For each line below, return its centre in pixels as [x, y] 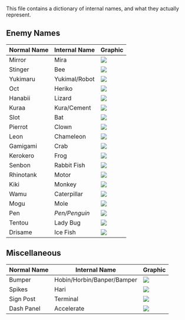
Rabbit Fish [70, 165]
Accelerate [69, 308]
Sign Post [22, 299]
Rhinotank [23, 174]
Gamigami [23, 146]
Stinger [19, 69]
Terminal [66, 299]
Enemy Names [33, 33]
